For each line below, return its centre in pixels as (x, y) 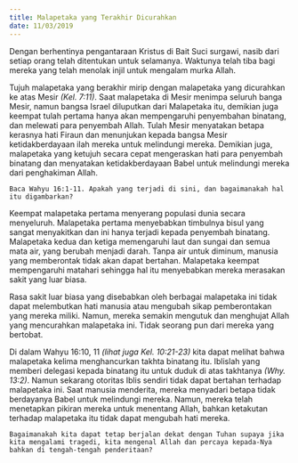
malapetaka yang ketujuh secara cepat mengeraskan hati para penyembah (146, 153)
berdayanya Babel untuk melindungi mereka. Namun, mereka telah (131, 399)
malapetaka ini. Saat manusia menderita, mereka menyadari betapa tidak (142, 389)
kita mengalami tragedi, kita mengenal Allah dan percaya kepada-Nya (141, 442)
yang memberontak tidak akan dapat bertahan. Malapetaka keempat (134, 260)
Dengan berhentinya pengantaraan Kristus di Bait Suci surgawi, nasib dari (145, 51)
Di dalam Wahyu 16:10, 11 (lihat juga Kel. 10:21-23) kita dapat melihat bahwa (147, 352)
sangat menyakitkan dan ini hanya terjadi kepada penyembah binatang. (140, 231)
